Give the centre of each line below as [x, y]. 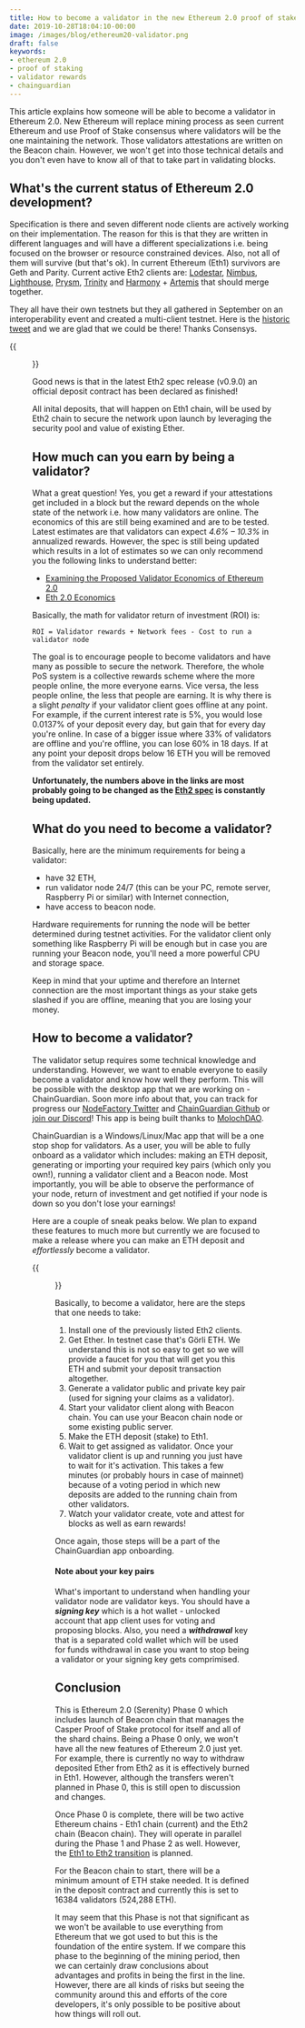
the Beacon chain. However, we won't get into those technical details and [147, 150]
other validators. [98, 1504]
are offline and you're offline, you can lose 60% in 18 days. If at [150, 744]
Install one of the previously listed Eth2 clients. [155, 1330]
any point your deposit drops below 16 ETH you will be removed [151, 753]
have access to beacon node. [100, 907]
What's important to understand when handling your [152, 1591]
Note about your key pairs [105, 1571]
